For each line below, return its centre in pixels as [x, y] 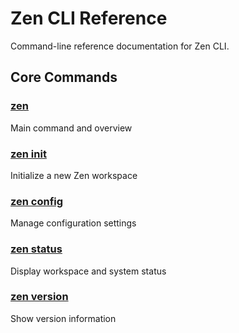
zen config [37, 201]
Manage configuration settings [73, 223]
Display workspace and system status [88, 271]
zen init [28, 154]
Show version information [63, 318]
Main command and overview [71, 128]
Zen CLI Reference [89, 18]
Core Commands [64, 77]
